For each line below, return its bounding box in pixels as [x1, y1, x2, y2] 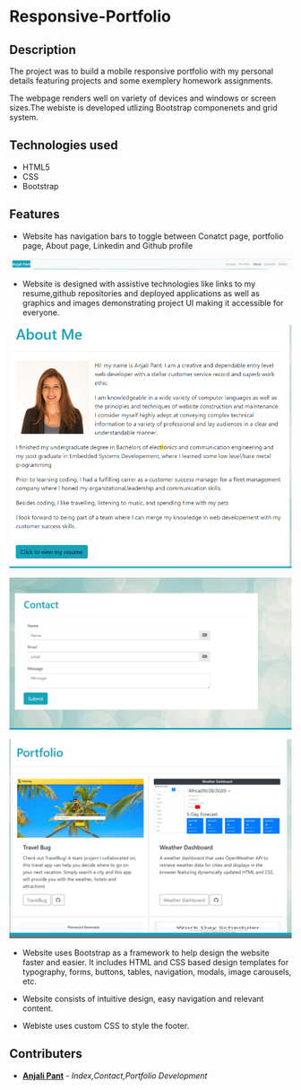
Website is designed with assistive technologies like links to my [21, 278, 256, 289]
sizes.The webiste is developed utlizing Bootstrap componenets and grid [9, 102, 278, 113]
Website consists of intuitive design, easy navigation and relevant [21, 993, 264, 1004]
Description [9, 42, 76, 57]
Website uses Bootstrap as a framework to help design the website [21, 947, 270, 958]
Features [9, 207, 60, 222]
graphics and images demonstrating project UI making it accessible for [21, 298, 284, 309]
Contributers [9, 1046, 83, 1061]
